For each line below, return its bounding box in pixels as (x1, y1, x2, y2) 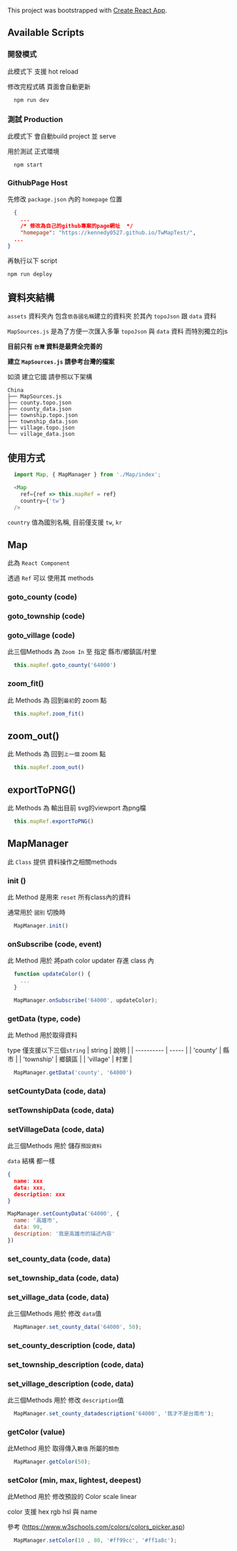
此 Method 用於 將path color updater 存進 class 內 (7, 956, 155, 965)
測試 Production (7, 114, 64, 124)
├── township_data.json (7, 418, 79, 426)
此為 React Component (7, 558, 70, 567)
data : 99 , (14, 1224, 43, 1231)
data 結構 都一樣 (7, 1157, 56, 1165)
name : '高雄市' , (14, 1217, 59, 1224)
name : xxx (14, 1178, 43, 1185)
